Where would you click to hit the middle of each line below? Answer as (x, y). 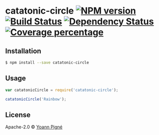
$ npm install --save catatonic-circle (47, 63)
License (18, 115)
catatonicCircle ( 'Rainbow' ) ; (36, 99)
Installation (23, 51)
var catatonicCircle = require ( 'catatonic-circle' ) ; (62, 90)
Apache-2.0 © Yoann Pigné (34, 127)
